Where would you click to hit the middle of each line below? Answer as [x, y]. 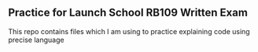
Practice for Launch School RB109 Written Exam [128, 13]
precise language [36, 40]
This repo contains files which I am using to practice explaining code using [129, 31]
